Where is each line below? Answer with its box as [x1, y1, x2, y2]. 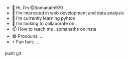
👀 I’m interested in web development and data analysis [11, 10, 124, 16]
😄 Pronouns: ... [11, 33, 44, 39]
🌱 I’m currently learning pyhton [11, 15, 76, 21]
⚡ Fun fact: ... [11, 39, 39, 45]
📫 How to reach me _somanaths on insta [11, 26, 97, 32]
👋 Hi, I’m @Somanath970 [11, 5, 63, 10]
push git [4, 50, 22, 56]
